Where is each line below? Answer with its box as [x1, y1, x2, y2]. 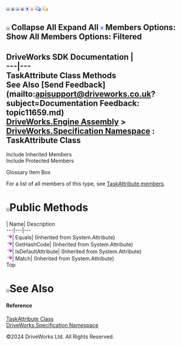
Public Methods [9, 201, 89, 214]
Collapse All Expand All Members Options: [11, 23, 176, 33]
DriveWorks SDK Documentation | [6, 52, 134, 62]
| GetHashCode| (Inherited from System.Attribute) [12, 241, 133, 248]
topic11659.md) [6, 107, 64, 117]
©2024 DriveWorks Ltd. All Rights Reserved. [6, 333, 114, 340]
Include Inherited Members [6, 151, 72, 158]
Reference [6, 302, 33, 309]
